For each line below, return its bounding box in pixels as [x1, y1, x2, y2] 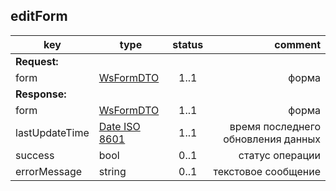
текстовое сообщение [213, 164, 321, 178]
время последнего [229, 119, 321, 133]
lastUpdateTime [15, 125, 90, 139]
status [172, 37, 204, 51]
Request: [15, 54, 59, 68]
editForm [10, 8, 68, 25]
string [98, 164, 127, 178]
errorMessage [15, 164, 83, 178]
